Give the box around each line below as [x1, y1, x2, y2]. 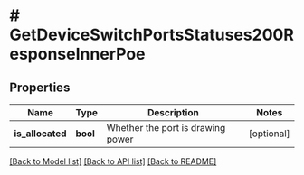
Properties [9, 79, 71, 95]
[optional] [248, 127, 290, 140]
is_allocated [14, 127, 67, 140]
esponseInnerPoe [9, 44, 146, 64]
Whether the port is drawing [106, 122, 226, 134]
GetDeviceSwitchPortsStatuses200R [9, 24, 294, 45]
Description [147, 106, 199, 118]
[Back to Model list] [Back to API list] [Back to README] [9, 156, 217, 167]
